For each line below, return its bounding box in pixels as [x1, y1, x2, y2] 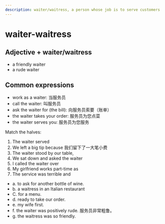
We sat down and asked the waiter [12, 155, 83, 161]
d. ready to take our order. [12, 196, 66, 203]
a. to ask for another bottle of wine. [12, 181, 84, 187]
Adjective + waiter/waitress [5, 48, 92, 57]
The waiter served [12, 139, 50, 145]
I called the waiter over [12, 161, 59, 167]
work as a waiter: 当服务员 [12, 94, 66, 100]
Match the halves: [5, 129, 41, 135]
